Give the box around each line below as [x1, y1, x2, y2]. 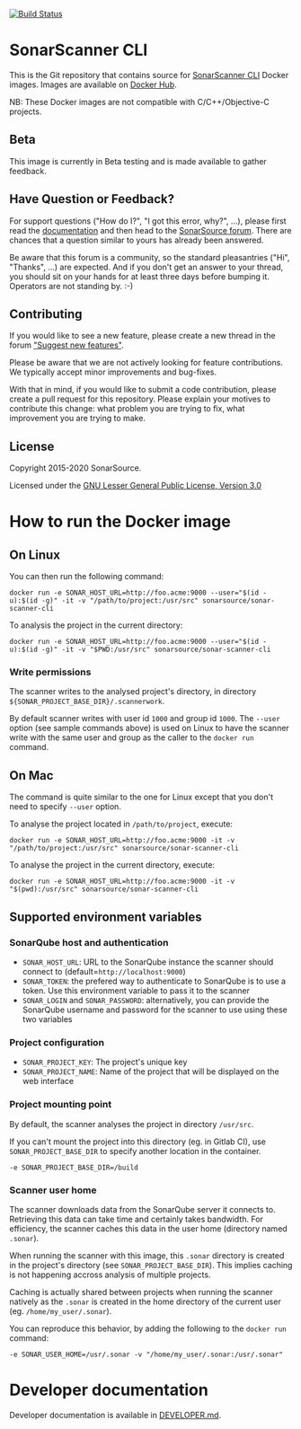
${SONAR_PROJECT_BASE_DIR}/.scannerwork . [9, 696, 165, 707]
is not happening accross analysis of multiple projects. [9, 1269, 211, 1280]
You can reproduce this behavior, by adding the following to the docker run [9, 1323, 287, 1334]
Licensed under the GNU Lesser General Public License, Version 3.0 [9, 481, 262, 491]
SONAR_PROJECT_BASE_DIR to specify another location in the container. [9, 1145, 261, 1156]
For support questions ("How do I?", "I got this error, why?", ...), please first [9, 216, 287, 226]
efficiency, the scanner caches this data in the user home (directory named [9, 1222, 288, 1234]
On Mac [9, 768, 54, 783]
